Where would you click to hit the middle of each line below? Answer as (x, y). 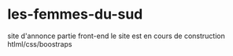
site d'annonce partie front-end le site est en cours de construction (116, 36)
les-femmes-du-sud (75, 14)
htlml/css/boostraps (40, 44)
